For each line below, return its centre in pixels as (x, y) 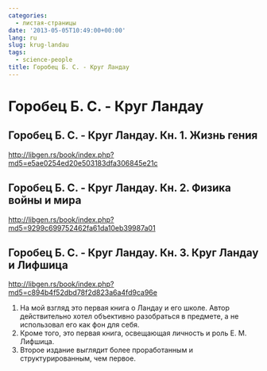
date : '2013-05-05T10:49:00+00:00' (67, 30)
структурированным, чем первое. (78, 358)
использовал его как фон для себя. (79, 325)
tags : (17, 52)
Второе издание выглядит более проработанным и (106, 350)
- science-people (44, 60)
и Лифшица (39, 265)
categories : (28, 15)
